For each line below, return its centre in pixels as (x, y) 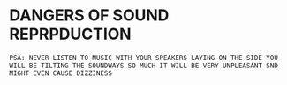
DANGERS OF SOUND (89, 15)
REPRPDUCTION (70, 34)
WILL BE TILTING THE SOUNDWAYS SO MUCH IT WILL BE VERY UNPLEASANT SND (143, 66)
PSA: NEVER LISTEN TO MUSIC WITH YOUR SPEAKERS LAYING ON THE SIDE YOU (143, 58)
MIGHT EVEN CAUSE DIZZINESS (61, 73)
